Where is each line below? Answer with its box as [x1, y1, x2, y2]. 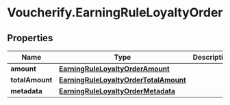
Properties [7, 32, 53, 44]
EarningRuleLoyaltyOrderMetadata [59, 86, 176, 95]
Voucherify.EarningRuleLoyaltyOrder [7, 5, 223, 21]
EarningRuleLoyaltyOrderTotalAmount [59, 75, 186, 84]
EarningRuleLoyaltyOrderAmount [59, 64, 170, 73]
